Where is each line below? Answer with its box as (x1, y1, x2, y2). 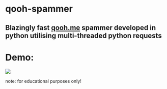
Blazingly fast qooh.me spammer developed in (5, 23, 156, 32)
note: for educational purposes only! (5, 78, 81, 84)
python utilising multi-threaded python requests (5, 31, 162, 40)
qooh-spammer (5, 3, 73, 15)
